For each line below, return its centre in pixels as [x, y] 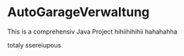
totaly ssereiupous [34, 45]
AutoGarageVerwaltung [79, 12]
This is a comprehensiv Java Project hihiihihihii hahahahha [92, 31]
